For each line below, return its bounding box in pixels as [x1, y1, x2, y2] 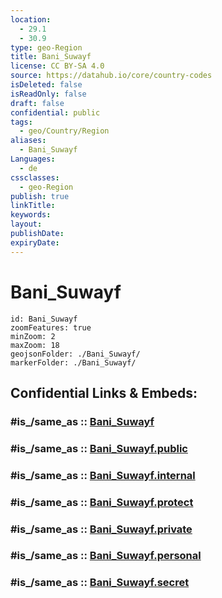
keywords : [10, 210, 52, 220]
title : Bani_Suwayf [10, 52, 92, 62]
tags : [10, 117, 33, 127]
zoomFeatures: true [10, 322, 92, 333]
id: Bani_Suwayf [10, 314, 78, 324]
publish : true [10, 191, 70, 201]
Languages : [10, 154, 56, 164]
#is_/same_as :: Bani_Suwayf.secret [10, 576, 190, 590]
